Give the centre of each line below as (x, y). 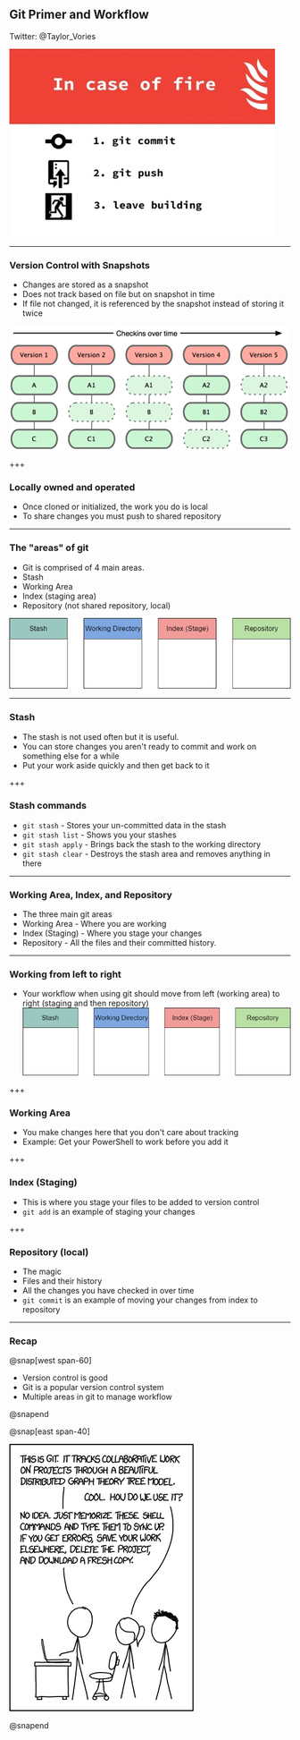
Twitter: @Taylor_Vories (53, 36)
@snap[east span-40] (50, 1431)
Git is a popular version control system (93, 1388)
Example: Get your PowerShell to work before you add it (125, 1142)
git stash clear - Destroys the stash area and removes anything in (146, 853)
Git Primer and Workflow (79, 15)
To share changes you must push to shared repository (121, 516)
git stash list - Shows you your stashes (99, 835)
